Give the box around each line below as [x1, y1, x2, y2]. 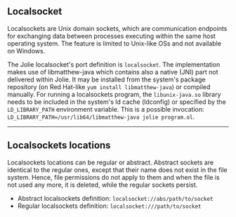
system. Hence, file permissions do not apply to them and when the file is [7, 173, 220, 181]
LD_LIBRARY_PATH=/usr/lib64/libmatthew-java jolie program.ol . [7, 112, 195, 121]
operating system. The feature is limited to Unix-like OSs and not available [7, 39, 221, 48]
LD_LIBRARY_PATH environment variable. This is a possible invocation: [7, 105, 205, 113]
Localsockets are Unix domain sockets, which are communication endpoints [7, 24, 228, 32]
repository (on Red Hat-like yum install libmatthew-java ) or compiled [7, 82, 211, 91]
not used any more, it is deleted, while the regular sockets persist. [7, 180, 198, 189]
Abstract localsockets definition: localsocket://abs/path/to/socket [17, 194, 214, 202]
